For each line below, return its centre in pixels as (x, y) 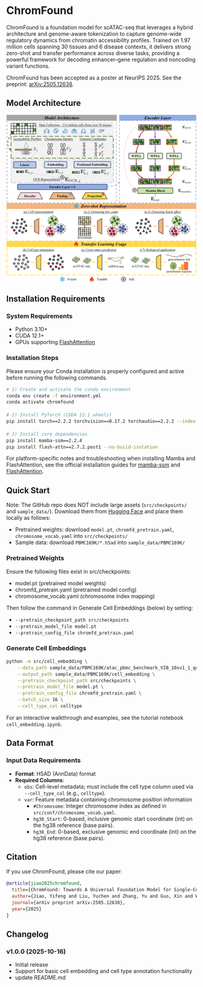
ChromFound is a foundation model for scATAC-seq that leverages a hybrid (100, 27)
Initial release (31, 965)
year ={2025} (27, 909)
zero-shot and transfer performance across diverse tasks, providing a (93, 53)
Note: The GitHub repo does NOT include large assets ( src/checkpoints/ (97, 505)
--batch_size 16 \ (40, 700)
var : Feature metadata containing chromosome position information (108, 799)
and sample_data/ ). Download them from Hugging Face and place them (95, 511)
